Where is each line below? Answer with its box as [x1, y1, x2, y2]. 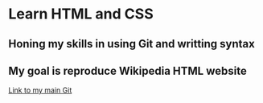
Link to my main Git [8, 85, 72, 95]
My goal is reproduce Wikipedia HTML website [8, 64, 247, 77]
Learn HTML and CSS [8, 5, 154, 23]
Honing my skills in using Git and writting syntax [8, 37, 255, 51]
